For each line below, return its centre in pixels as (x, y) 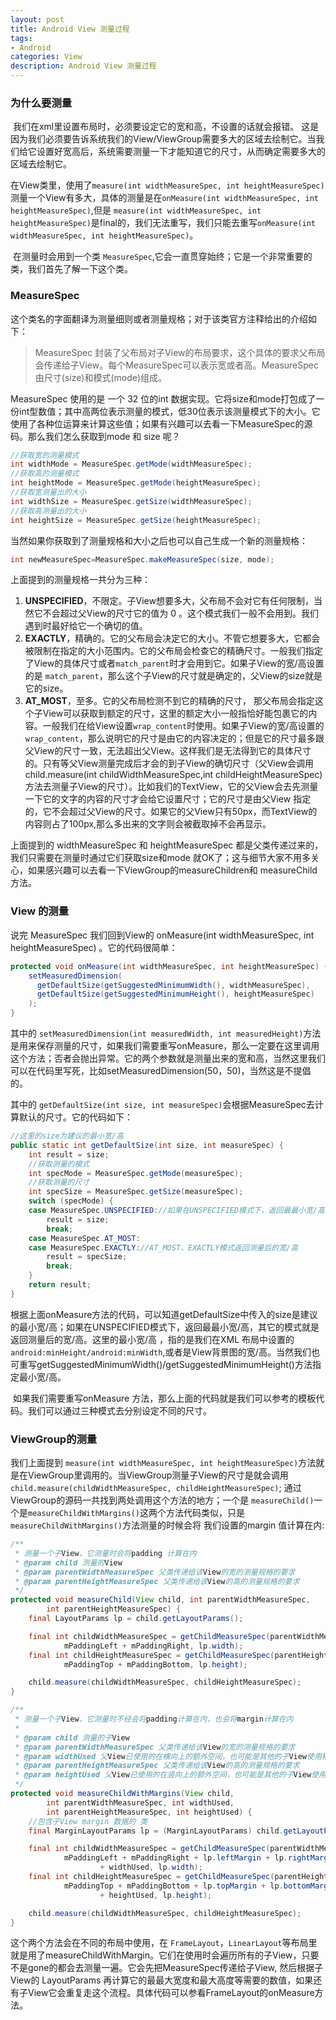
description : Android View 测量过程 (83, 66)
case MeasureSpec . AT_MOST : (84, 1238)
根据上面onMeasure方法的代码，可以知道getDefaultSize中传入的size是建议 (164, 1314)
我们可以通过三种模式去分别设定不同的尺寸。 (119, 1410)
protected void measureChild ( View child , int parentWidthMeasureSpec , (160, 1600)
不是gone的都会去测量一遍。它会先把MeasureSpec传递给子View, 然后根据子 (167, 1968)
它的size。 (46, 688)
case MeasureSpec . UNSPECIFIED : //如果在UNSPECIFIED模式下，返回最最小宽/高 (176, 1211)
